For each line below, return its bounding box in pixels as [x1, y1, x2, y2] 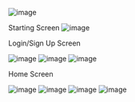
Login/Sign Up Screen [8, 38, 81, 48]
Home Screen [8, 69, 54, 79]
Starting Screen [8, 23, 60, 32]
